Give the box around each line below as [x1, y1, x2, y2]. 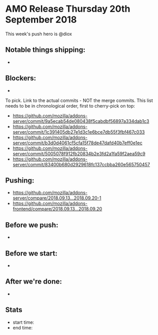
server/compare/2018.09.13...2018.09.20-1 [12, 195, 101, 201]
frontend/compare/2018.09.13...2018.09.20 [12, 206, 102, 212]
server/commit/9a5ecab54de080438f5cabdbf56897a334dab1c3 [12, 118, 149, 124]
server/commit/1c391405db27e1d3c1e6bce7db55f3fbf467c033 [12, 128, 145, 135]
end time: [12, 324, 33, 330]
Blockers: [5, 74, 37, 83]
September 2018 [5, 14, 77, 25]
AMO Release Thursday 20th [5, 3, 131, 15]
